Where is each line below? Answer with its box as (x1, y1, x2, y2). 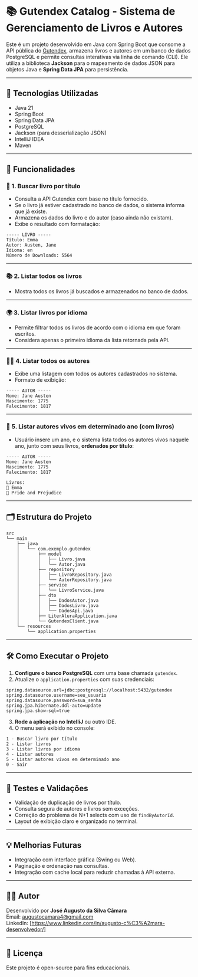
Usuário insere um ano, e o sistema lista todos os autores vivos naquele (14, 436, 189, 443)
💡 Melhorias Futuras (6, 840, 82, 850)
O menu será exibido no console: (14, 724, 95, 732)
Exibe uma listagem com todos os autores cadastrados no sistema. (14, 370, 178, 378)
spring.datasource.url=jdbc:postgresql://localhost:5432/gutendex (6, 687, 173, 693)
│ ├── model (16, 551, 62, 558)
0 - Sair (6, 762, 28, 768)
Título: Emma (6, 237, 38, 243)
